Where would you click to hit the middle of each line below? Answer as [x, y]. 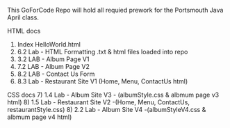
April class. [23, 17]
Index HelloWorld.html [49, 44]
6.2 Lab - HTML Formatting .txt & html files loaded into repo [102, 52]
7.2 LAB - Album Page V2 [54, 66]
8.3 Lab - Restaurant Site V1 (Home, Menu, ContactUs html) [102, 81]
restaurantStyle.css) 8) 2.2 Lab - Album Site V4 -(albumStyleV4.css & [107, 110]
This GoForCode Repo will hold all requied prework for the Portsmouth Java [115, 10]
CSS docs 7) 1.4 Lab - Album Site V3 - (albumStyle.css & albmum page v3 [113, 95]
